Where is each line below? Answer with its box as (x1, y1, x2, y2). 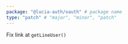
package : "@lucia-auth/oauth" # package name (6, 8, 122, 15)
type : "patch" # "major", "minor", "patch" (6, 14, 117, 20)
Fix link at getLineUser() (6, 31, 67, 38)
